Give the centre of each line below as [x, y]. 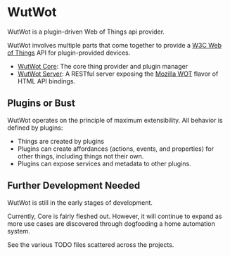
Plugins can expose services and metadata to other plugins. [104, 163]
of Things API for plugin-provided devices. [69, 53]
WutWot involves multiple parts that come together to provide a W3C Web [114, 45]
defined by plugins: [35, 128]
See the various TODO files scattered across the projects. [91, 244]
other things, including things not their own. [81, 156]
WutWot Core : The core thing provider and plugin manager [103, 66]
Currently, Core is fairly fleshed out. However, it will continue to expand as [115, 216]
